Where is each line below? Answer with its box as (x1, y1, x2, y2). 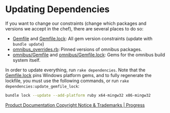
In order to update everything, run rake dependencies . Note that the (5, 67, 146, 73)
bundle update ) (12, 41, 44, 47)
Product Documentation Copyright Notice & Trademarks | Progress (5, 102, 145, 108)
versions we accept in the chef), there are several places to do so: (5, 25, 144, 31)
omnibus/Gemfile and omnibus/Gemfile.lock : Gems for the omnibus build (12, 52, 165, 58)
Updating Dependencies (5, 4, 110, 15)
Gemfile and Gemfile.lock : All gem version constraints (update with (12, 35, 153, 42)
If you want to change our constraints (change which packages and (5, 20, 147, 26)
